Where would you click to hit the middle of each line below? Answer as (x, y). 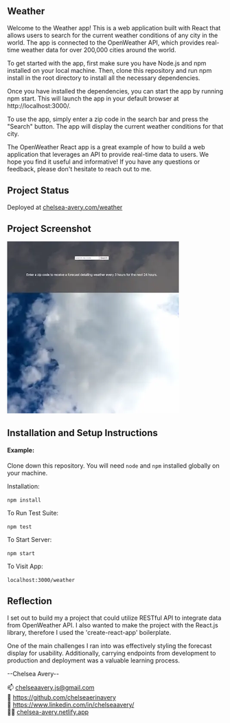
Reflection (30, 601)
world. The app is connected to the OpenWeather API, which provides (106, 42)
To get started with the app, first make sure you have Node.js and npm (107, 63)
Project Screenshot (49, 229)
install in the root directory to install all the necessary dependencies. (104, 78)
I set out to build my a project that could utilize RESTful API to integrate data (114, 618)
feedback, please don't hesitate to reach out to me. (80, 169)
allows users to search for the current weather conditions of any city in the (113, 35)
